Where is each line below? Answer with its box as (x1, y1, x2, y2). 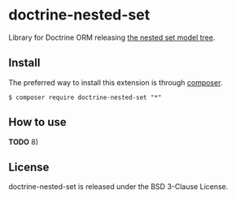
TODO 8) (8, 136, 39, 147)
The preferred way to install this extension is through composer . (8, 77, 223, 87)
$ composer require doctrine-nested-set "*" (8, 93, 162, 101)
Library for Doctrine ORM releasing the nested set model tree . (8, 32, 216, 42)
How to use (8, 115, 67, 129)
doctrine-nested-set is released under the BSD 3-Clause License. (8, 182, 229, 192)
